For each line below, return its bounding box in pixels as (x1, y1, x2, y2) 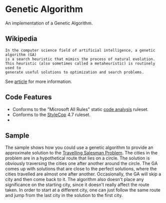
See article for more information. (5, 78, 72, 84)
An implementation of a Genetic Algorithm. (5, 20, 93, 26)
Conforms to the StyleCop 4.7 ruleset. (12, 111, 91, 117)
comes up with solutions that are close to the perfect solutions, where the (5, 166, 157, 172)
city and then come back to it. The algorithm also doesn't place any (5, 176, 144, 182)
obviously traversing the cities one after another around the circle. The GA (5, 160, 158, 166)
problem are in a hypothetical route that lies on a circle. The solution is (5, 155, 150, 161)
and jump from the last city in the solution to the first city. (5, 192, 123, 198)
